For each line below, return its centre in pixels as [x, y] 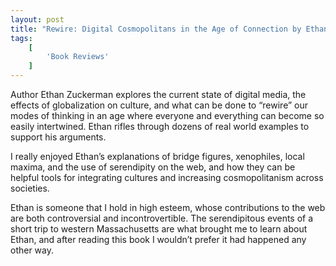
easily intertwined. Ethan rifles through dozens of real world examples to [160, 126]
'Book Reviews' [78, 57]
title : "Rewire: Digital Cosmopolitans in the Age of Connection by [156, 29]
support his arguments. [58, 137]
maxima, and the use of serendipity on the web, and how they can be [153, 167]
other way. [32, 250]
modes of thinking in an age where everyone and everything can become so [167, 115]
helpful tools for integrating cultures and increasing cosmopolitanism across [167, 177]
